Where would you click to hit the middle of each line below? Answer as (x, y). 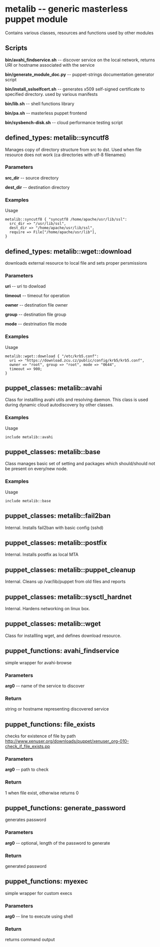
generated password (26, 866)
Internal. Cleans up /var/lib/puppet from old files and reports (65, 582)
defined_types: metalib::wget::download (68, 251)
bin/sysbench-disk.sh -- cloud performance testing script (64, 122)
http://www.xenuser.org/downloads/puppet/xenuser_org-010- (67, 741)
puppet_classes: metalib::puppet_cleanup (70, 570)
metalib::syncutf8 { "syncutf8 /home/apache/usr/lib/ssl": (66, 219)
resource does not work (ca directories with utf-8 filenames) (66, 155)
